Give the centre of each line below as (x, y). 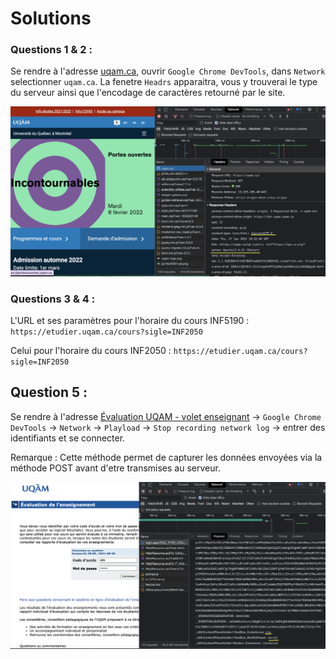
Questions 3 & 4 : (53, 299)
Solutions (51, 18)
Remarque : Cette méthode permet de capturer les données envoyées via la (166, 457)
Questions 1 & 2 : (51, 50)
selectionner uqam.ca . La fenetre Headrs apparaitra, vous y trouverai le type (164, 82)
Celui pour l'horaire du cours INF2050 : (91, 350)
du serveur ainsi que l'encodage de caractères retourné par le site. (148, 93)
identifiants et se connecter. (68, 438)
